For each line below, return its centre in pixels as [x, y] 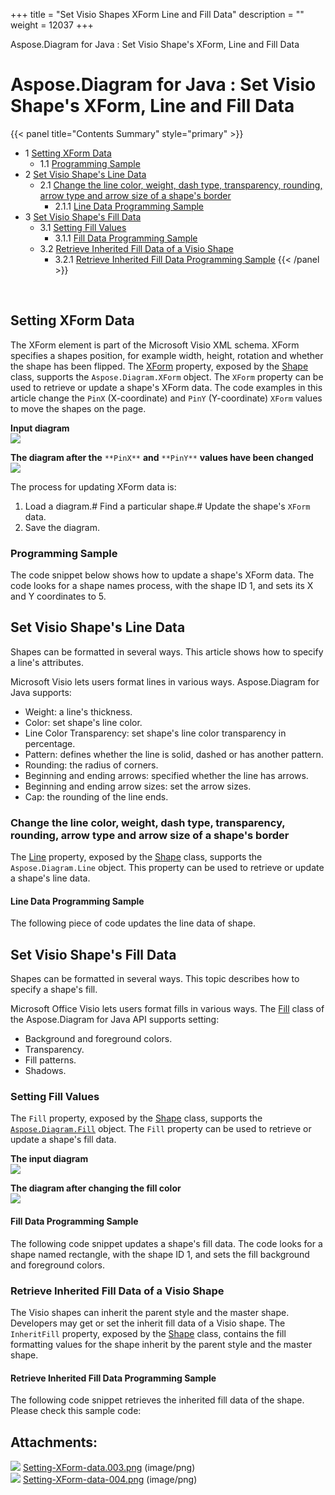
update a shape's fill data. [63, 1140]
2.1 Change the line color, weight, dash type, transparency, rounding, [181, 185]
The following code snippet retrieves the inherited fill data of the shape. [157, 1400]
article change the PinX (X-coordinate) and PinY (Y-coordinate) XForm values [166, 398]
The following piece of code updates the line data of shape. [133, 923]
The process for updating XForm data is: [93, 486]
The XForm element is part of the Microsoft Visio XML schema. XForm [155, 345]
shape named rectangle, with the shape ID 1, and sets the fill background [160, 1254]
